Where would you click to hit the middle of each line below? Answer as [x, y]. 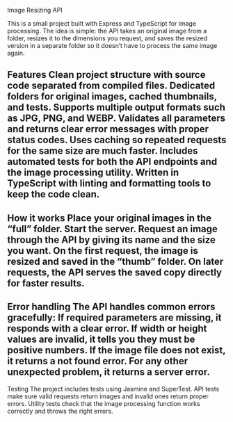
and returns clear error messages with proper [108, 129]
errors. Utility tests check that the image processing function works [104, 403]
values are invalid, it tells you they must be [101, 340]
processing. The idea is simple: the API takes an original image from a [107, 31]
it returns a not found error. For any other [98, 361]
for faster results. [46, 283]
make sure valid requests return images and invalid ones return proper [108, 396]
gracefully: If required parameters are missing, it [114, 318]
